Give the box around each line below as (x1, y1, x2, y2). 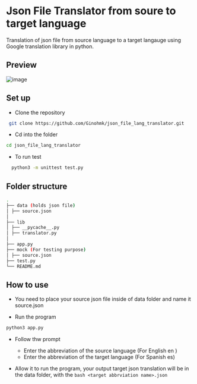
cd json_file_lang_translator (6, 143, 81, 149)
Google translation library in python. (6, 43, 94, 50)
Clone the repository (14, 109, 65, 116)
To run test (14, 153, 42, 160)
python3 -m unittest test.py (11, 165, 84, 171)
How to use (6, 279, 49, 289)
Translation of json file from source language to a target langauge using (6, 36, 182, 43)
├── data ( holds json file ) (6, 202, 76, 209)
